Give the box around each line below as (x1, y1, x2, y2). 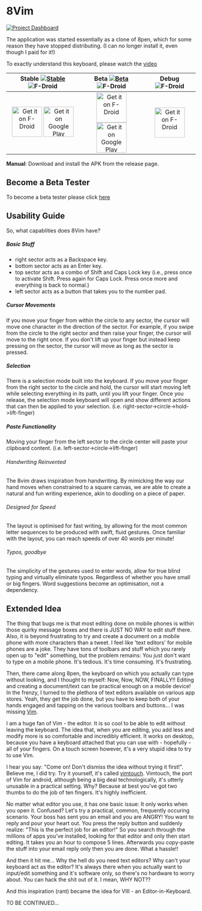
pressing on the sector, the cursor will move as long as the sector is (6, 342, 174, 349)
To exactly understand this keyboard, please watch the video (6, 60, 158, 67)
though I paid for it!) (6, 48, 55, 55)
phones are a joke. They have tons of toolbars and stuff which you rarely (6, 645, 186, 653)
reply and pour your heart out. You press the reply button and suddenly (6, 819, 183, 827)
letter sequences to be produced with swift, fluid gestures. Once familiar (6, 528, 186, 535)
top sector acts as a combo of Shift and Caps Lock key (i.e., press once (14, 269, 192, 276)
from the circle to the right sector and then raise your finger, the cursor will (6, 329, 191, 337)
